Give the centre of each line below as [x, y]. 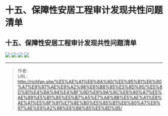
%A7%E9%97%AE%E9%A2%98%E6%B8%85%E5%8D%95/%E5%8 [90, 87]
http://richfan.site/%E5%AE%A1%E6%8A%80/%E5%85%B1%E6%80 [89, 81]
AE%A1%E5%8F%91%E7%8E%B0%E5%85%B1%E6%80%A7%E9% [89, 103]
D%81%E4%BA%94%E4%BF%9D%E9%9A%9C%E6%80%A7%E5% [90, 92]
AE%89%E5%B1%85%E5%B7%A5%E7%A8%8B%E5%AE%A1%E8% [89, 97]
